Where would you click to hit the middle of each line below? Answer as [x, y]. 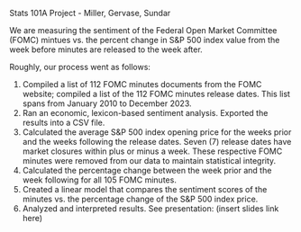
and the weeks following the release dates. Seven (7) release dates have [157, 142]
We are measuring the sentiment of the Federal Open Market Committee [143, 30]
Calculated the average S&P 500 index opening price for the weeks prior [157, 132]
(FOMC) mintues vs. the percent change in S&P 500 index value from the [145, 40]
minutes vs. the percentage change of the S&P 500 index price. [140, 199]
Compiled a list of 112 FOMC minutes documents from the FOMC [142, 84]
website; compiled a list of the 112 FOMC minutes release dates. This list [156, 94]
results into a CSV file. [64, 122]
